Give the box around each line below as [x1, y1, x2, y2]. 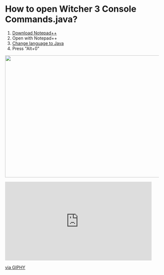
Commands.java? [5, 14, 78, 25]
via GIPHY [5, 264, 26, 270]
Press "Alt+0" [12, 45, 40, 51]
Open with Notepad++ [12, 35, 58, 41]
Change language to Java [12, 40, 64, 46]
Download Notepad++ [12, 30, 57, 36]
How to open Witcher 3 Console [5, 3, 137, 15]
